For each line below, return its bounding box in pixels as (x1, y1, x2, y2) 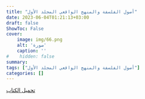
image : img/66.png (17, 37, 63, 43)
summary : (6, 59, 28, 65)
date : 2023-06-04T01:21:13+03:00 (6, 14, 90, 20)
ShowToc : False (6, 25, 44, 32)
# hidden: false (6, 53, 55, 59)
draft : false (6, 20, 39, 26)
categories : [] (6, 70, 44, 76)
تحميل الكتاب (6, 86, 36, 94)
